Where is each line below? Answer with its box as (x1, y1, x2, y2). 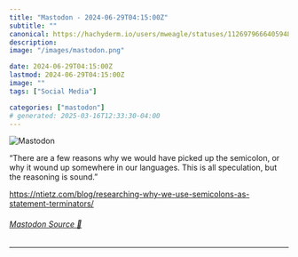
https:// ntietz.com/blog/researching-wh (9, 189, 154, 200)
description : (9, 37, 58, 47)
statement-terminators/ (9, 198, 95, 209)
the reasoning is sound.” (9, 172, 98, 182)
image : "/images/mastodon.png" (9, 46, 125, 55)
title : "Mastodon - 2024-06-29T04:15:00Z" (9, 12, 169, 22)
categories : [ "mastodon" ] (9, 103, 105, 112)
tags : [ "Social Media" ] (9, 86, 98, 96)
